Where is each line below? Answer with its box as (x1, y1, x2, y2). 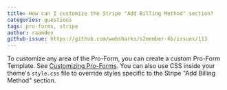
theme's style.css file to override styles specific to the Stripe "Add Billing (7, 69, 216, 78)
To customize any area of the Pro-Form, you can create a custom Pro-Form (7, 54, 221, 63)
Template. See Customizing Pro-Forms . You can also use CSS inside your (7, 62, 215, 70)
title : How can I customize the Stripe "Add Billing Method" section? (7, 10, 214, 17)
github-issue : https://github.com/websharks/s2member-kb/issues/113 (7, 36, 208, 43)
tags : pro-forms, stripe (7, 23, 78, 30)
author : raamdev (7, 29, 54, 36)
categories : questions (7, 16, 72, 23)
